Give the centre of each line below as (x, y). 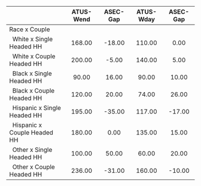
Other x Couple (33, 167)
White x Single (33, 39)
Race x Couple (30, 29)
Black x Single (32, 73)
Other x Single (32, 150)
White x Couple (34, 56)
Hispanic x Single (37, 108)
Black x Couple (33, 91)
